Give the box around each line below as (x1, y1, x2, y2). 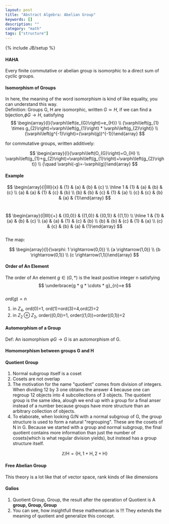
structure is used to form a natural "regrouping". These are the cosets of (12, 419, 163, 425)
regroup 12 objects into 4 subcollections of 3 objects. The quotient (12, 392, 151, 398)
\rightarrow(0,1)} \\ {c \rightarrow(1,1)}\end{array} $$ (30, 252, 139, 258)
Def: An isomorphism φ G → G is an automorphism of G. (5, 336, 121, 342)
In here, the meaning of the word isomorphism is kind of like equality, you (5, 96, 158, 102)
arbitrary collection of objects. (12, 408, 76, 414)
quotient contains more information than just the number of (12, 430, 136, 436)
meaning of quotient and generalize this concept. (12, 512, 115, 519)
